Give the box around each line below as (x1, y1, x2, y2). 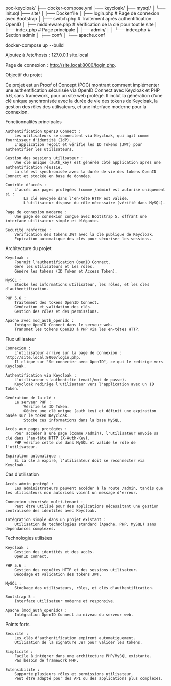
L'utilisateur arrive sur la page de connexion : (14, 350, 123, 356)
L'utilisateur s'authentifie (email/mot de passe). (14, 377, 127, 382)
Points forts (5, 621, 30, 627)
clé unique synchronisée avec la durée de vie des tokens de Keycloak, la (5, 98, 158, 104)
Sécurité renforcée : (5, 227, 52, 233)
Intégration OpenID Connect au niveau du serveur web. (14, 612, 134, 617)
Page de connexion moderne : (5, 210, 67, 215)
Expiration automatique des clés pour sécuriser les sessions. (14, 236, 152, 241)
